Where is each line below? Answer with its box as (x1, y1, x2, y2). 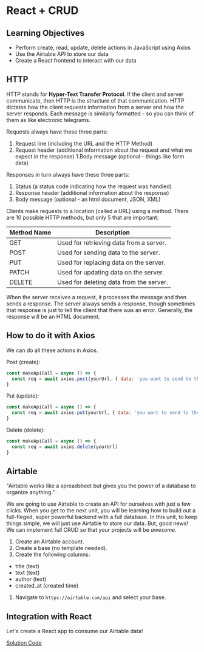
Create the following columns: (15, 551, 90, 559)
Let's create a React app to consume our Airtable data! (6, 628, 143, 635)
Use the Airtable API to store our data (15, 50, 109, 58)
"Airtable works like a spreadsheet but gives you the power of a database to (6, 482, 196, 489)
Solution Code (6, 639, 42, 647)
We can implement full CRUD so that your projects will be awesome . (6, 526, 177, 534)
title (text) (15, 563, 39, 570)
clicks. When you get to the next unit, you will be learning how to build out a (6, 507, 196, 514)
